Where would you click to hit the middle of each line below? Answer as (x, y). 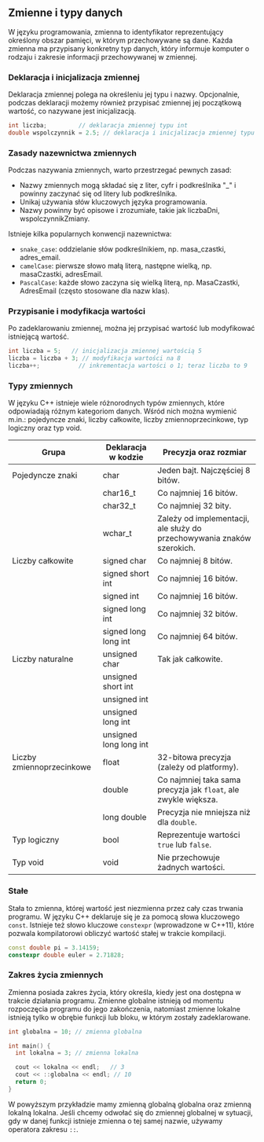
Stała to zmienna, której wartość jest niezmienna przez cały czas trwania (126, 908)
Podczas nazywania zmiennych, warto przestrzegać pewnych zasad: (120, 170)
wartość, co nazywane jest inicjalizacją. (72, 111)
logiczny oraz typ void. (45, 428)
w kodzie (126, 457)
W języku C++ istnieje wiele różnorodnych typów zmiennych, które (117, 403)
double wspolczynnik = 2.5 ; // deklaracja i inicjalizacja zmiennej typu (132, 133)
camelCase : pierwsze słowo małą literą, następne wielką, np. (115, 266)
